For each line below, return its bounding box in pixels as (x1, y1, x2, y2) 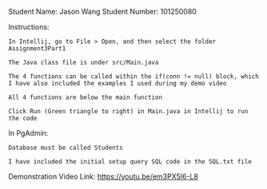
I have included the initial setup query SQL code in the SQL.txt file (8, 158, 252, 166)
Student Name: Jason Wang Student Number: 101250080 (8, 7, 197, 16)
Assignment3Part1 (8, 45, 66, 53)
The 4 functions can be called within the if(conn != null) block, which (8, 73, 260, 81)
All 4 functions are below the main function (8, 93, 162, 101)
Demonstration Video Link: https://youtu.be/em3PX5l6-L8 (8, 171, 198, 181)
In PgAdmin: (8, 128, 49, 138)
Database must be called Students (8, 144, 124, 152)
